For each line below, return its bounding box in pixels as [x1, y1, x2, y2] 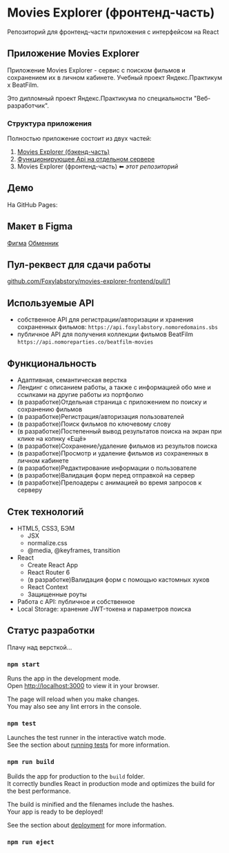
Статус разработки [7, 625, 95, 636]
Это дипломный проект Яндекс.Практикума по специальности [7, 94, 193, 102]
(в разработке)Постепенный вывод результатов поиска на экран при [17, 427, 222, 435]
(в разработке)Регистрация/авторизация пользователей [17, 413, 184, 421]
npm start [7, 660, 40, 668]
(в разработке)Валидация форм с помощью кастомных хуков [27, 575, 210, 584]
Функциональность [7, 357, 97, 369]
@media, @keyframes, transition [27, 546, 121, 554]
